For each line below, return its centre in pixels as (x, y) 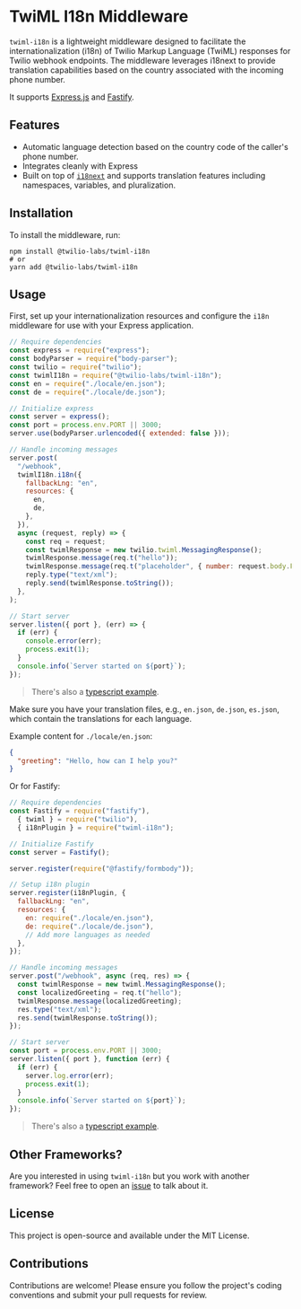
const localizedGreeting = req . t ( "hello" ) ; (99, 993)
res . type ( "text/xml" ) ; (60, 1009)
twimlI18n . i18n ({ (50, 474)
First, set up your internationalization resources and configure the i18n (139, 316)
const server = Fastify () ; (60, 852)
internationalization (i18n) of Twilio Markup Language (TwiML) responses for (150, 50)
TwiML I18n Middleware (99, 17)
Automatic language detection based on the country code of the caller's (155, 146)
